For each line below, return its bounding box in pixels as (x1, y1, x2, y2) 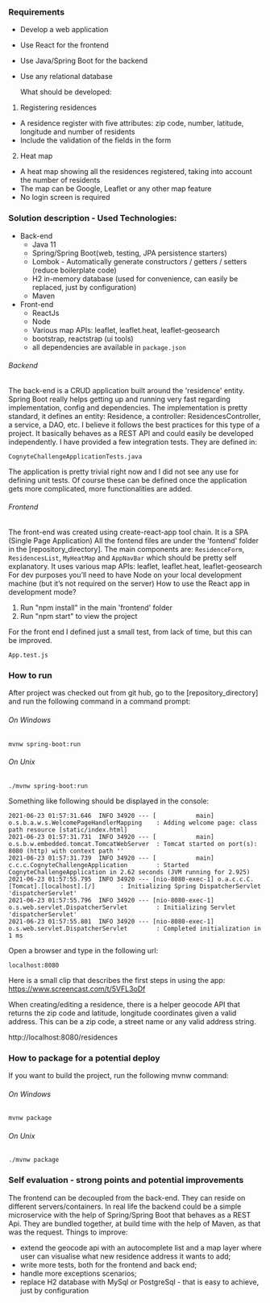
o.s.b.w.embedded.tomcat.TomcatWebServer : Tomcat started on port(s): (8, 840, 258, 848)
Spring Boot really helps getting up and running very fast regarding (8, 394, 231, 404)
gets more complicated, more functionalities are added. (8, 483, 193, 493)
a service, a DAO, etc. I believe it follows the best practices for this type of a (8, 420, 260, 429)
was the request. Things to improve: (8, 1227, 128, 1237)
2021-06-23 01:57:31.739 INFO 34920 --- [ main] (8, 853, 215, 862)
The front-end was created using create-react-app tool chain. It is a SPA (8, 527, 248, 537)
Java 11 (31, 239, 56, 249)
